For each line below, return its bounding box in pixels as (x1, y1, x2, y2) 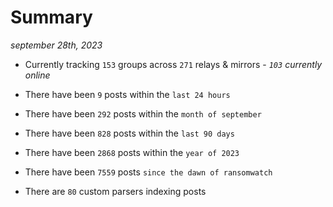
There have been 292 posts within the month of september (24, 107, 262, 120)
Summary (10, 6, 93, 29)
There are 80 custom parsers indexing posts (24, 185, 207, 197)
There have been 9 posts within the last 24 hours (24, 88, 231, 100)
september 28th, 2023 (10, 39, 103, 51)
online (24, 69, 51, 81)
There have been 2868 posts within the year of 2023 (24, 146, 240, 158)
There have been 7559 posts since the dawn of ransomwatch (24, 166, 273, 178)
